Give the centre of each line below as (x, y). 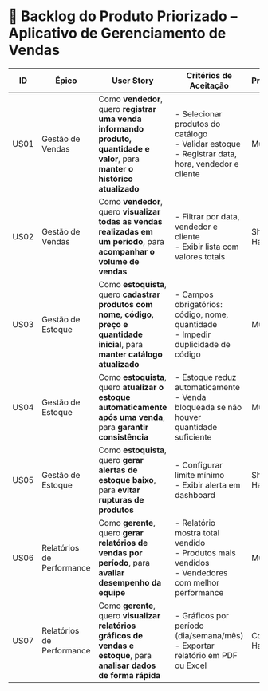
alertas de (118, 470)
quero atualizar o (131, 387)
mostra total (197, 532)
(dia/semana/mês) (209, 635)
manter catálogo (130, 354)
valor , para (119, 159)
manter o (116, 168)
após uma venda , (132, 417)
